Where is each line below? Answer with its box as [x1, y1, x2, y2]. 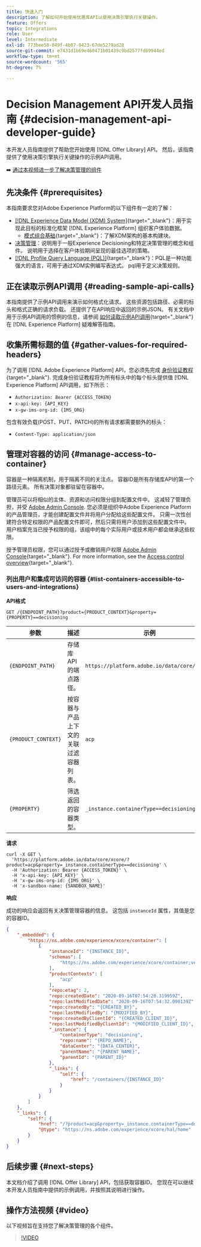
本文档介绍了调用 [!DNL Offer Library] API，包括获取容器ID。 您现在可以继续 [6, 1178, 194, 1186]
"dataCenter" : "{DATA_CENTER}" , [59, 1043, 141, 1049]
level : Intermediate [6, 37, 58, 43]
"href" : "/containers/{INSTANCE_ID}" [70, 1076, 165, 1083]
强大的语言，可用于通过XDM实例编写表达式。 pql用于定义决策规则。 [14, 262, 184, 270]
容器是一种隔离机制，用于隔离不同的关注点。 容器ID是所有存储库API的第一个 [6, 476, 194, 483]
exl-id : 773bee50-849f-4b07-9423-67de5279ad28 [6, 43, 124, 49]
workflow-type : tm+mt [6, 53, 60, 59]
